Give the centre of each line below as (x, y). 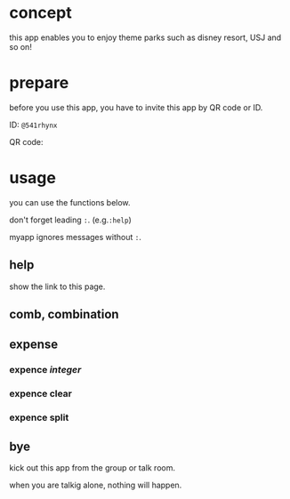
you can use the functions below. (70, 202)
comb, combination (64, 314)
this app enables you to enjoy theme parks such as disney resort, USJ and (145, 37)
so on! (21, 46)
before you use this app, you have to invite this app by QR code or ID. (136, 107)
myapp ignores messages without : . (76, 237)
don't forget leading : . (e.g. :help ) (70, 220)
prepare (39, 83)
